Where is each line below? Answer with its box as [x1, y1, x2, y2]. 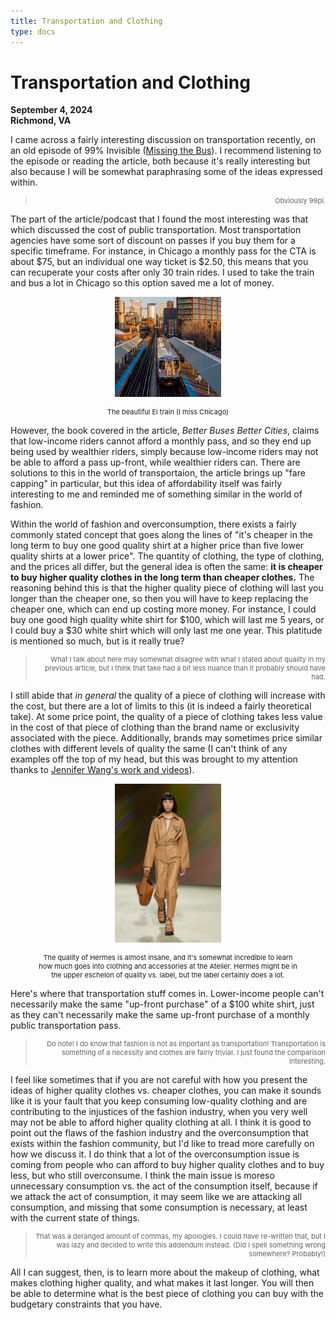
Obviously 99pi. [274, 196, 326, 206]
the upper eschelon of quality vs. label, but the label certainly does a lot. [51, 970, 285, 980]
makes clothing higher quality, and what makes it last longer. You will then [10, 1277, 315, 1289]
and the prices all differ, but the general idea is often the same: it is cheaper [10, 560, 323, 572]
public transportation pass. [10, 1020, 122, 1032]
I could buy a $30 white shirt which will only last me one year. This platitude [10, 624, 323, 636]
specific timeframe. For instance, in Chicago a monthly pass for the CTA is [10, 245, 317, 257]
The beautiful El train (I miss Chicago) [106, 406, 230, 417]
